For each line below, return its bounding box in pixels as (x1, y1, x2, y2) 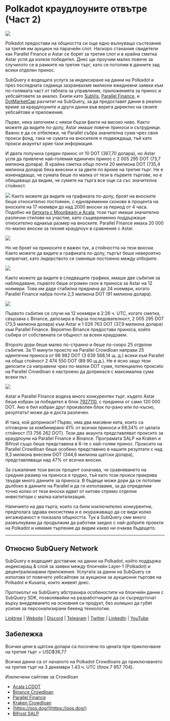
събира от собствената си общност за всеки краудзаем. (5, 331, 128, 337)
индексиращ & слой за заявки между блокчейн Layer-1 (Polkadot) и (5, 563, 151, 569)
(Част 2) (5, 14, 41, 25)
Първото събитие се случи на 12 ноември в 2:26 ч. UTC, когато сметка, (5, 310, 161, 316)
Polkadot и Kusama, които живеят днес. (5, 579, 90, 585)
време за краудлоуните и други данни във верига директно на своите (5, 103, 158, 109)
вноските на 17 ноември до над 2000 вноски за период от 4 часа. (5, 204, 148, 210)
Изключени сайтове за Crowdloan (5, 673, 78, 679)
